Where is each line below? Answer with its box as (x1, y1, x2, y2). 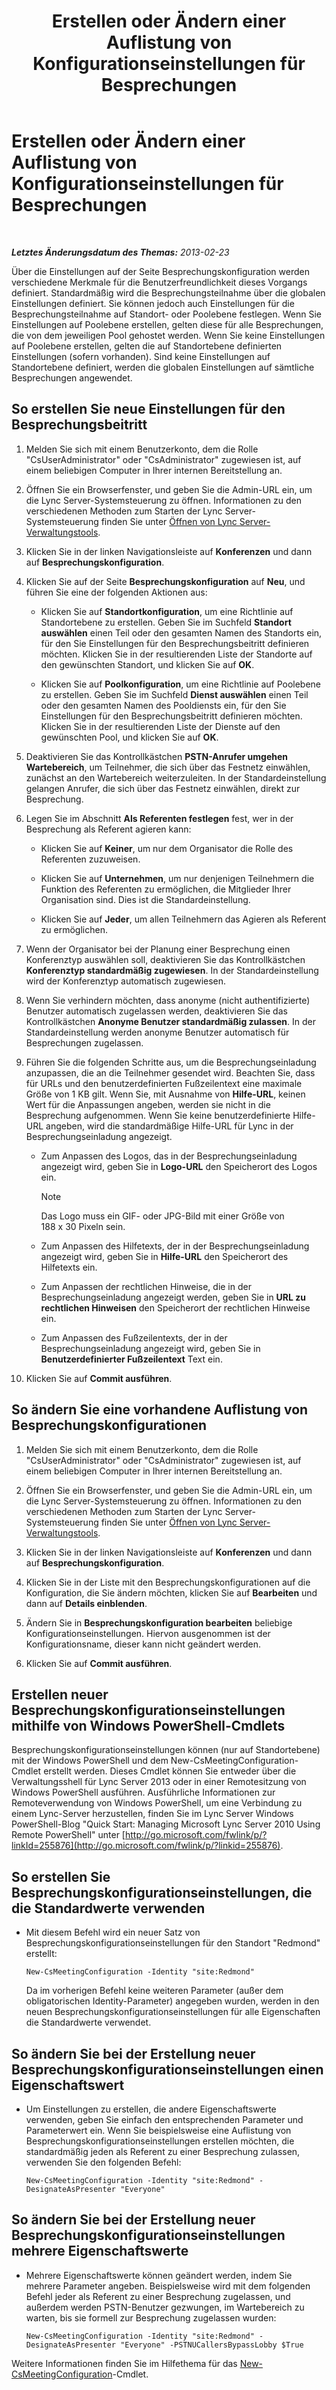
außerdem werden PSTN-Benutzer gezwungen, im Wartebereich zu (25, 2301, 305, 2313)
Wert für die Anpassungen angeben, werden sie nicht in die (25, 1098, 271, 1110)
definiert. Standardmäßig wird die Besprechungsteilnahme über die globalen (11, 286, 326, 299)
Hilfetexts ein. (40, 1261, 98, 1273)
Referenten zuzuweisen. (40, 853, 141, 865)
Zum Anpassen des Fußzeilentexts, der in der (40, 1331, 228, 1344)
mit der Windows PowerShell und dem (11, 1755, 169, 1767)
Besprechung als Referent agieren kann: (25, 823, 192, 835)
